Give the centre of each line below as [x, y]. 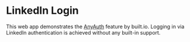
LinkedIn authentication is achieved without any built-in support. [83, 32]
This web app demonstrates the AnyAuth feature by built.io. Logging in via [95, 26]
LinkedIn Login [42, 11]
